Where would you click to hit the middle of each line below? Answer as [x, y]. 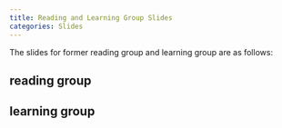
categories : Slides [46, 26]
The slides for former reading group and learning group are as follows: [141, 52]
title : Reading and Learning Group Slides [91, 18]
